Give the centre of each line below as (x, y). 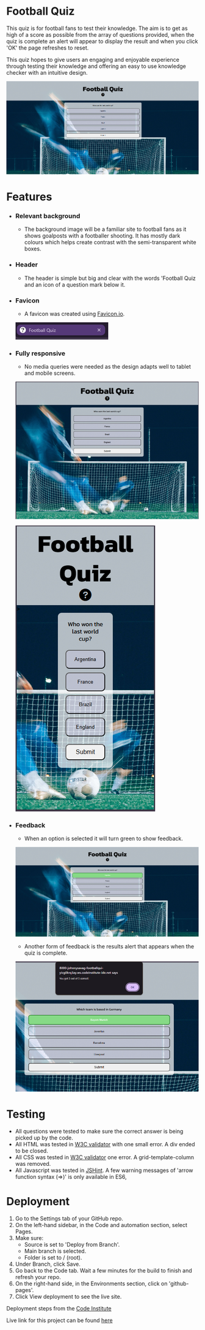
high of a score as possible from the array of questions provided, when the (100, 34)
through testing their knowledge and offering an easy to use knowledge (96, 66)
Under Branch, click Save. (48, 1264)
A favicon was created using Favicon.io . (74, 314)
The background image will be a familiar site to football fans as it (105, 229)
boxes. (33, 249)
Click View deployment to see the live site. (68, 1297)
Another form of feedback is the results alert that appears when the (109, 947)
